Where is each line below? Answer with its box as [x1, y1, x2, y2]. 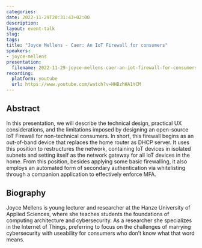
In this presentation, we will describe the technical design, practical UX [6, 119, 182, 127]
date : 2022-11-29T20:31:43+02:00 [6, 14, 90, 20]
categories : [6, 8, 36, 15]
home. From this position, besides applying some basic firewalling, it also [6, 157, 188, 165]
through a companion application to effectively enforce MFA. [6, 171, 156, 178]
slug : [6, 31, 20, 37]
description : [6, 20, 39, 26]
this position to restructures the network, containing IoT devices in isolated [6, 145, 191, 152]
